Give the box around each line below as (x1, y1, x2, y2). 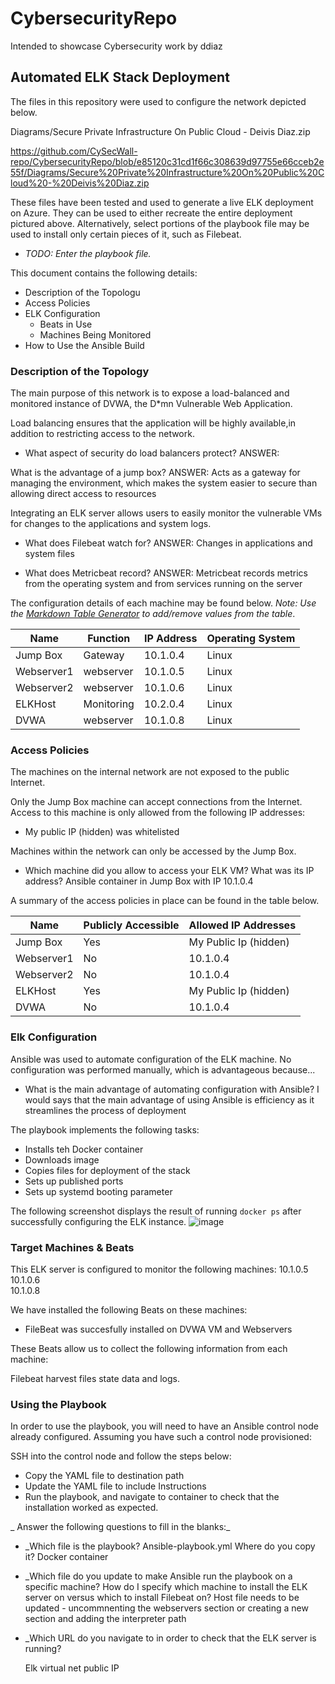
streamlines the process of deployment (24, 1104, 187, 1116)
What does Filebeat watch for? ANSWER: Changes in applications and (24, 537, 313, 549)
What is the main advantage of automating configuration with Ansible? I (24, 1083, 320, 1095)
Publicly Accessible (83, 918, 180, 932)
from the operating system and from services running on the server (24, 578, 303, 590)
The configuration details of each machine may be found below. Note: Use (10, 597, 317, 609)
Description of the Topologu (24, 286, 141, 298)
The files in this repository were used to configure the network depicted (10, 95, 307, 107)
